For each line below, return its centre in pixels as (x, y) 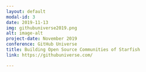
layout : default (26, 11)
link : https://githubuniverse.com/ (50, 55)
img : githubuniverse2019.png (42, 28)
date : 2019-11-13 (27, 22)
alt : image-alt (25, 33)
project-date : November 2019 (42, 39)
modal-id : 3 (21, 17)
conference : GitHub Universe (42, 44)
